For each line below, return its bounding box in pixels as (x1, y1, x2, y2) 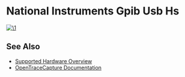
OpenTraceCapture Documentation (14, 64, 102, 71)
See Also (6, 42, 40, 52)
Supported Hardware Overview (14, 57, 92, 64)
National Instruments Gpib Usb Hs (6, 4, 180, 18)
